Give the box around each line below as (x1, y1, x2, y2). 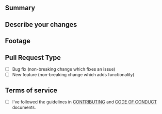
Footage (5, 37, 31, 45)
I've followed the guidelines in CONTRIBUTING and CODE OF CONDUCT (12, 99, 157, 105)
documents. (12, 104, 36, 110)
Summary (5, 4, 35, 12)
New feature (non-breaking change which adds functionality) (12, 72, 135, 78)
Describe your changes (5, 20, 77, 29)
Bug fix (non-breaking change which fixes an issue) (12, 66, 115, 72)
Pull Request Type (5, 53, 61, 62)
